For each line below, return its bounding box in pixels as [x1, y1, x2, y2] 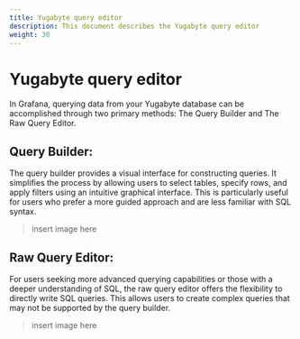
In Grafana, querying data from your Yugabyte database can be [9, 98, 245, 109]
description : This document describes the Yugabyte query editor [9, 22, 259, 31]
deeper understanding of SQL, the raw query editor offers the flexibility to [9, 283, 283, 294]
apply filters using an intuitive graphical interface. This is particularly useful [9, 187, 288, 198]
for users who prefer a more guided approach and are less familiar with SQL [9, 197, 292, 207]
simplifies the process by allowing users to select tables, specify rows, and [9, 178, 287, 188]
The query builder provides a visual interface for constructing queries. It [9, 168, 277, 179]
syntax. [9, 206, 37, 217]
